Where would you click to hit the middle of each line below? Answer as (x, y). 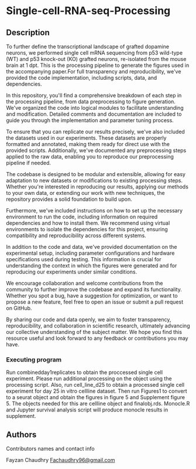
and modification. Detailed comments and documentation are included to (94, 114)
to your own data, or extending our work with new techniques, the (85, 193)
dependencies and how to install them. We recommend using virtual (88, 223)
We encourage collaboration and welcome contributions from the (85, 283)
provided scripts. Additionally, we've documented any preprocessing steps (96, 150)
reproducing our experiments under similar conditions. (72, 272)
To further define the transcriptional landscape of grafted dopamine (88, 46)
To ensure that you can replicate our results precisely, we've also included (96, 131)
